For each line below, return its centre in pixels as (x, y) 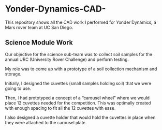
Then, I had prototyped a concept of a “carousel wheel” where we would (77, 98)
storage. (13, 74)
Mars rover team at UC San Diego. (39, 27)
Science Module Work (39, 43)
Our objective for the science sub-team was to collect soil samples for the (79, 54)
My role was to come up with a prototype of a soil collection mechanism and (81, 69)
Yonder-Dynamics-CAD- (56, 9)
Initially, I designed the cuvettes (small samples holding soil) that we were (78, 83)
